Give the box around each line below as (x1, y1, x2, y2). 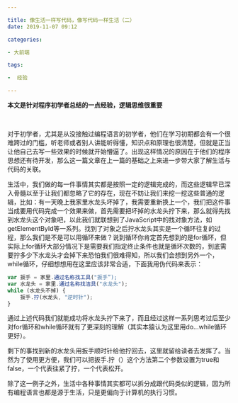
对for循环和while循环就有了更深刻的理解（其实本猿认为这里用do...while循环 (7, 323, 227, 331)
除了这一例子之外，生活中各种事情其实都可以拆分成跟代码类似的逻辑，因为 (7, 380, 225, 388)
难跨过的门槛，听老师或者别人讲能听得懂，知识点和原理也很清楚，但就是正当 (7, 139, 231, 147)
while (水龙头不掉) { (7, 287, 66, 294)
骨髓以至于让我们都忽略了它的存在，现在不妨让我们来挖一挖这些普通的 (13, 189, 218, 197)
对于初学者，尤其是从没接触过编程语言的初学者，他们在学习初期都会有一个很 (7, 130, 231, 138)
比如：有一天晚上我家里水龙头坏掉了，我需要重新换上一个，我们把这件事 (19, 198, 231, 206)
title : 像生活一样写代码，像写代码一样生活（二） (7, 16, 135, 23)
